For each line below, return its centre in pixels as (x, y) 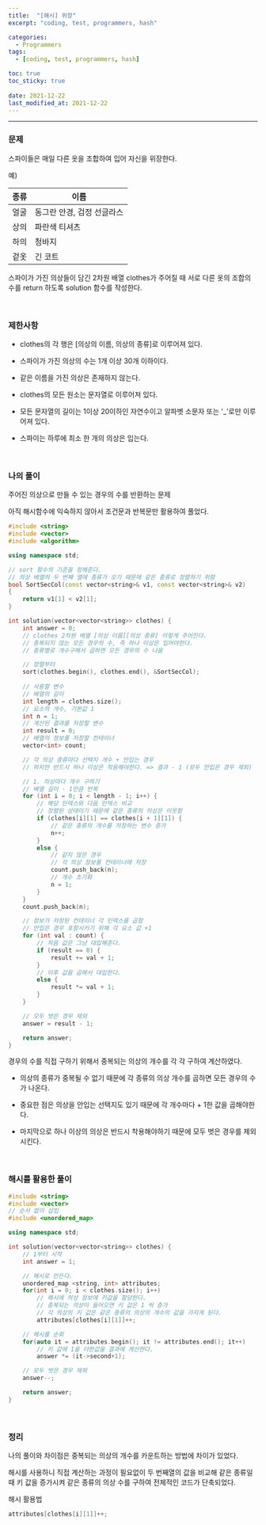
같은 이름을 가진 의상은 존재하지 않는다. (80, 378)
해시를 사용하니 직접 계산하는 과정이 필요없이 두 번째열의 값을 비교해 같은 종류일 (131, 1473)
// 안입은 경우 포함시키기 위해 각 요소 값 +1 (87, 928)
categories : (28, 37)
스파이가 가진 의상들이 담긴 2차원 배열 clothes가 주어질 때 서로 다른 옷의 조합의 (130, 277)
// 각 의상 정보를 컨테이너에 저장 (98, 863)
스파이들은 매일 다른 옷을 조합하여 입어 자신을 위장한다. (93, 158)
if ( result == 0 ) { (69, 950)
